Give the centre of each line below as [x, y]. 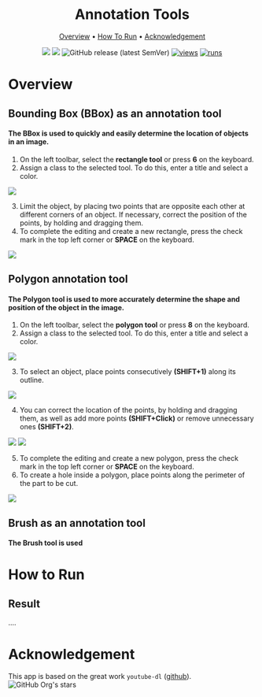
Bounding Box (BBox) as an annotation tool [115, 113]
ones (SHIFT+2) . [46, 427]
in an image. [29, 142]
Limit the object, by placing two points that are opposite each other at [132, 206]
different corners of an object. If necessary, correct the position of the [133, 214]
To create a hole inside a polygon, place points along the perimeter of [132, 475]
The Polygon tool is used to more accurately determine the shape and [124, 299]
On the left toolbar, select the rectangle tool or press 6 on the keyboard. [137, 159]
